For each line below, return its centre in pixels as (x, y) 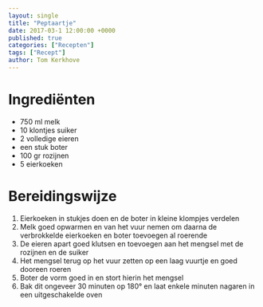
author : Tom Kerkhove (44, 61)
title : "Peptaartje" (43, 23)
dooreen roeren (45, 269)
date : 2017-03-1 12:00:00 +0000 (62, 30)
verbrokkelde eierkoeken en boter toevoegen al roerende (114, 235)
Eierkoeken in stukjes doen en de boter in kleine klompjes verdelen (130, 218)
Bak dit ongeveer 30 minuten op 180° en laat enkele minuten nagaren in (137, 286)
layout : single (33, 16)
